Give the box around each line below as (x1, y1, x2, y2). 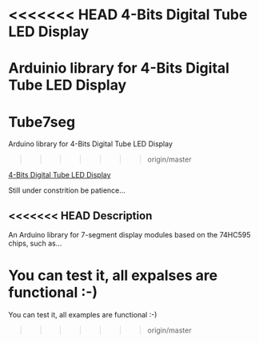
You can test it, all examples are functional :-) (8, 310, 157, 320)
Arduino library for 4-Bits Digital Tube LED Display (8, 139, 173, 149)
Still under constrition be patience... (8, 185, 126, 195)
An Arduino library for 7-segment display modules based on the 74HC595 (8, 230, 251, 240)
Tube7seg (8, 113, 76, 131)
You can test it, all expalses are (8, 266, 218, 285)
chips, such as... (8, 238, 62, 249)
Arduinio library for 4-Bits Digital (8, 59, 230, 78)
